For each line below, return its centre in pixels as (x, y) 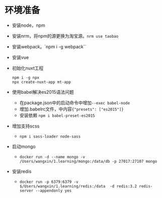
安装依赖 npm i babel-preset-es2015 (57, 115)
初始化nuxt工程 (28, 68)
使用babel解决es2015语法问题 (43, 92)
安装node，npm (29, 25)
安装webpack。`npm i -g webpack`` (49, 46)
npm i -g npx (26, 78)
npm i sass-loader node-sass (50, 137)
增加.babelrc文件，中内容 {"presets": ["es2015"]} (72, 109)
